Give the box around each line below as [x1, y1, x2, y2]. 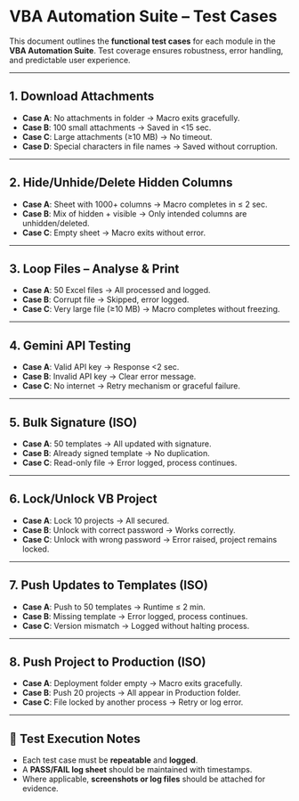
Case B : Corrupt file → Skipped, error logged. [21, 294, 190, 305]
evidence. [21, 783, 60, 794]
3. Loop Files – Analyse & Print [9, 261, 180, 276]
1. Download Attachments [9, 89, 155, 104]
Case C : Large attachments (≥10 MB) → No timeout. [21, 131, 213, 142]
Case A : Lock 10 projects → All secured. [21, 515, 170, 526]
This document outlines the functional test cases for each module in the [9, 36, 276, 46]
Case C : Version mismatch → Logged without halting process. [21, 620, 250, 631]
